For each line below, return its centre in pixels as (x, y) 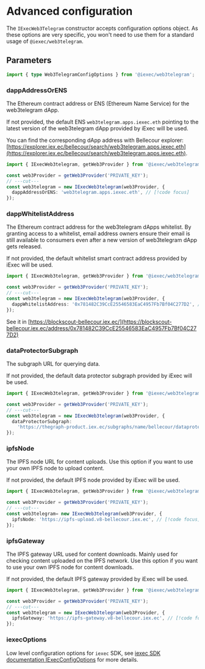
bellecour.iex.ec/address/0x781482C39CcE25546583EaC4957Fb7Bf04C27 (102, 328)
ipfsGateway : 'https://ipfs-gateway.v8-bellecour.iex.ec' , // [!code (102, 618)
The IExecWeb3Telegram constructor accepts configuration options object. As (102, 28)
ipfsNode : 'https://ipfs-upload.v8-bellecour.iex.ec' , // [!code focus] (106, 519)
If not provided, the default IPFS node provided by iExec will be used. (93, 480)
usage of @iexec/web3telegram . (45, 41)
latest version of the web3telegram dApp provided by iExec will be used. (97, 128)
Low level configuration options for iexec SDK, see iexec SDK (83, 653)
